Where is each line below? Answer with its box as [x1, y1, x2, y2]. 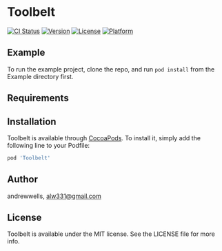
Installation [7, 116, 57, 127]
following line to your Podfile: [7, 141, 90, 149]
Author [7, 173, 38, 186]
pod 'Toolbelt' [7, 154, 51, 162]
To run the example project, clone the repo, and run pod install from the [7, 65, 215, 73]
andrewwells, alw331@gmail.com [7, 192, 102, 200]
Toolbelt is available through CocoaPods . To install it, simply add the [7, 133, 201, 142]
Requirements [7, 92, 69, 104]
